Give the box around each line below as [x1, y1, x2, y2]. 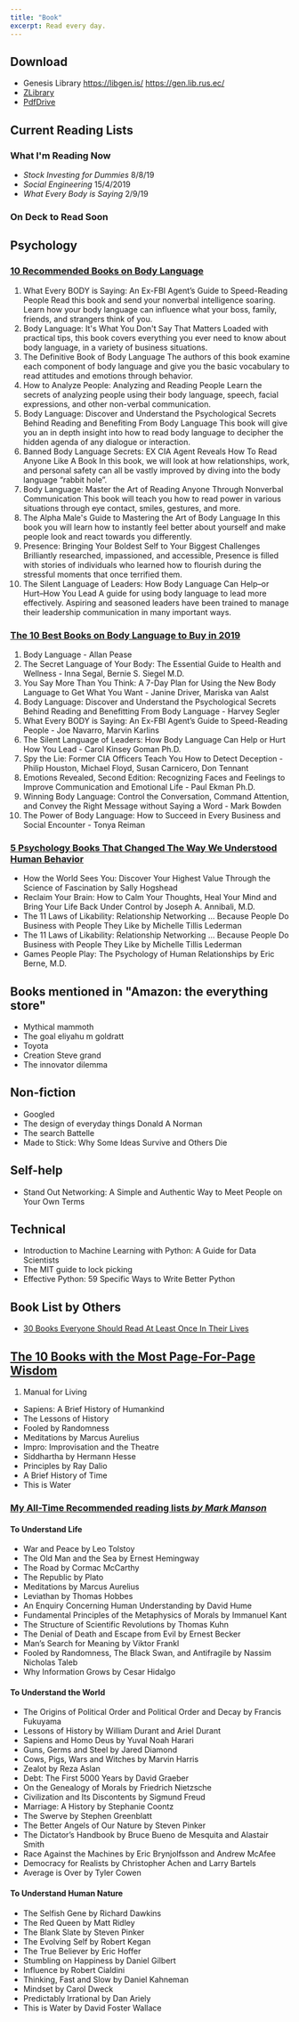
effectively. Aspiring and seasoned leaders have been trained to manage [22, 597, 289, 608]
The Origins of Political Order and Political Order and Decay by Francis [22, 1707, 282, 1717]
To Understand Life [10, 1523, 83, 1534]
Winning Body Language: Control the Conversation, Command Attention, [22, 791, 290, 801]
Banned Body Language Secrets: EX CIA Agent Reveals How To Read [22, 446, 278, 457]
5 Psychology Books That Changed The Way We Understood [10, 841, 278, 854]
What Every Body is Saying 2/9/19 [22, 189, 149, 199]
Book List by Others [10, 1299, 122, 1314]
